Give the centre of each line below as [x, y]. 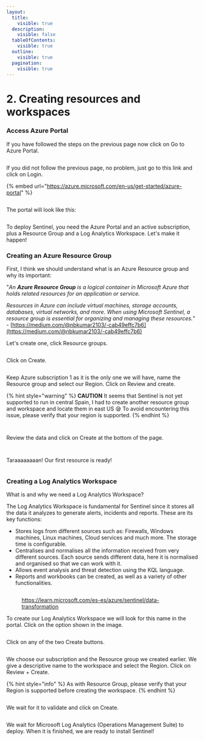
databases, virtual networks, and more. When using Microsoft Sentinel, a [98, 312]
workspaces [38, 112]
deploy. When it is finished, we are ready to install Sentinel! [80, 731]
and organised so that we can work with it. [68, 564]
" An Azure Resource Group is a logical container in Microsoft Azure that [97, 287]
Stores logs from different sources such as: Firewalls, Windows [94, 531]
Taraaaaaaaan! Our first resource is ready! [59, 460]
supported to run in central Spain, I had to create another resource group [98, 403]
